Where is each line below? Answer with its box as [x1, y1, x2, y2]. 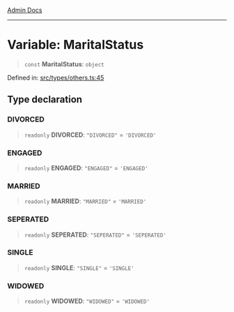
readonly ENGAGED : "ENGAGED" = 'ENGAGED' [24, 163, 148, 172]
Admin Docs [7, 6, 42, 14]
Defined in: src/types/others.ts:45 [7, 73, 104, 82]
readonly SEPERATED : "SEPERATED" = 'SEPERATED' [24, 230, 167, 239]
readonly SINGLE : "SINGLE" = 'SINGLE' [24, 263, 134, 272]
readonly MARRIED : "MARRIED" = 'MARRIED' [24, 197, 147, 205]
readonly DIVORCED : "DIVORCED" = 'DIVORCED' [24, 131, 157, 139]
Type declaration [7, 94, 82, 105]
